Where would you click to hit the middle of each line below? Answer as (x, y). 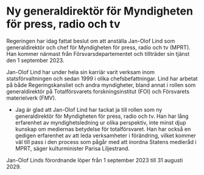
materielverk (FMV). (31, 98)
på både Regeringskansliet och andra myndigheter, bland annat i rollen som (101, 85)
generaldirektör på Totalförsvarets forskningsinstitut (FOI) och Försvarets (98, 91)
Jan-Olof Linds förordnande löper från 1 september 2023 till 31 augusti (95, 160)
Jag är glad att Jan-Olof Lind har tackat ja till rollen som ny (89, 109)
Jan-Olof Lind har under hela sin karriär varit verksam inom (81, 72)
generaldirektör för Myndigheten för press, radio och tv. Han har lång (102, 116)
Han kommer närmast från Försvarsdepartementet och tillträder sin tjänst (98, 53)
